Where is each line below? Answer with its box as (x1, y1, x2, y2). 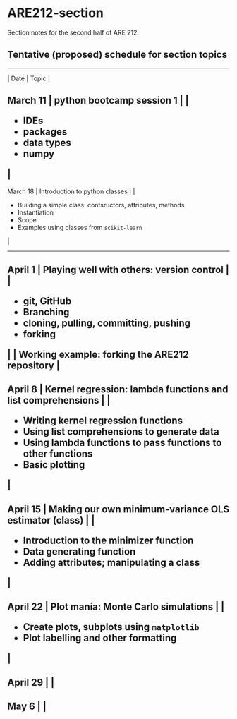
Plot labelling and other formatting (23, 632, 177, 644)
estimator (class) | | (7, 514, 95, 526)
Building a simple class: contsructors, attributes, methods (17, 200, 185, 209)
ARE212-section (7, 5, 104, 21)
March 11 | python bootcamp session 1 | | (7, 95, 189, 107)
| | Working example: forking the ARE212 (7, 348, 189, 361)
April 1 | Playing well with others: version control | (7, 263, 229, 276)
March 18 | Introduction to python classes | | (7, 187, 135, 195)
